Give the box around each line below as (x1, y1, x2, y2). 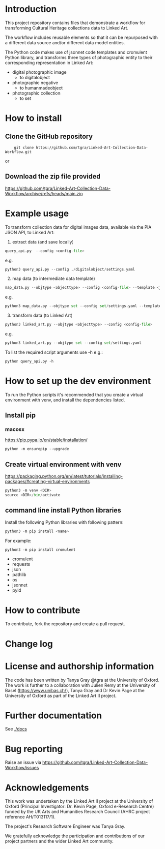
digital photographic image (12, 69, 67, 75)
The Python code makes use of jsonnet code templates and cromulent (5, 49, 147, 55)
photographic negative (12, 80, 58, 86)
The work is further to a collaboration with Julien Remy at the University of (5, 682, 156, 688)
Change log (5, 638, 53, 649)
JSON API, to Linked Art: (5, 229, 55, 235)
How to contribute (5, 605, 81, 616)
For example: (5, 538, 32, 544)
